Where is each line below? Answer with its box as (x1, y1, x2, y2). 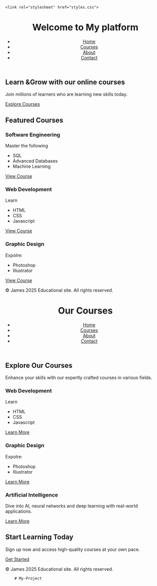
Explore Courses (5, 101, 40, 107)
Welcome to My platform (32, 22, 139, 33)
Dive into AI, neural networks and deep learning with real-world (5, 503, 138, 509)
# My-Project (14, 576, 42, 581)
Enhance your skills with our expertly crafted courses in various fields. (5, 375, 152, 381)
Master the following (5, 143, 48, 149)
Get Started (5, 556, 29, 562)
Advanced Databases (12, 158, 58, 164)
